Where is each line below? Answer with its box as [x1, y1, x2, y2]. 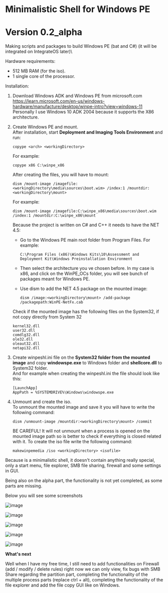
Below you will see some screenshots [5, 492, 83, 499]
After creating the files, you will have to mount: [12, 172, 109, 178]
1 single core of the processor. [12, 73, 75, 79]
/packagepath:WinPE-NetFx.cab [20, 300, 84, 305]
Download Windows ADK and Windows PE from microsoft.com [12, 93, 142, 99]
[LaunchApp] [12, 385, 38, 390]
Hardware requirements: [5, 58, 56, 64]
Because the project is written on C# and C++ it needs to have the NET [12, 222, 159, 228]
